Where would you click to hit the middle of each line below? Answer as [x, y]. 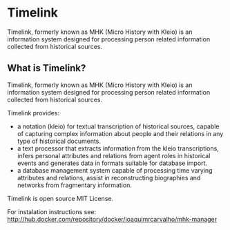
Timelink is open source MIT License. [60, 198]
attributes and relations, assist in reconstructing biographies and [109, 178]
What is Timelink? [47, 68]
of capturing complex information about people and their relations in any [120, 133]
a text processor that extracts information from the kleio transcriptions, [118, 148]
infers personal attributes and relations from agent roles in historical [114, 155]
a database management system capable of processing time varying [115, 170]
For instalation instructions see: [52, 211]
